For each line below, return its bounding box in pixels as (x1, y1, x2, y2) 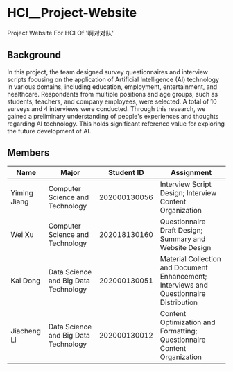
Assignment (171, 167, 212, 177)
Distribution (159, 297, 198, 307)
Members (7, 147, 50, 159)
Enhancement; (159, 271, 207, 281)
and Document (159, 263, 208, 272)
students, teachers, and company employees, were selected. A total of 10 (7, 97, 217, 106)
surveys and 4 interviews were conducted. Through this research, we (7, 104, 206, 113)
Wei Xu (10, 229, 34, 239)
